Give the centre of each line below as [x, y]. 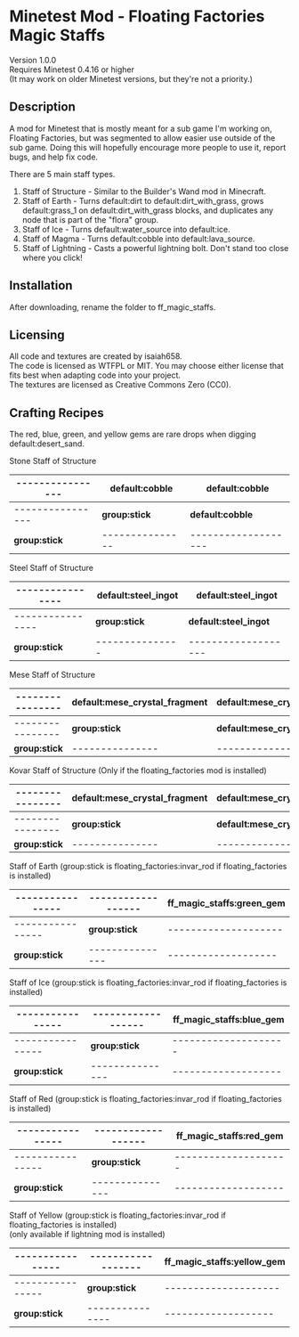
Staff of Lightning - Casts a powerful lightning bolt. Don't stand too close [155, 248]
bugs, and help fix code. [54, 157]
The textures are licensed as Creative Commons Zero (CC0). [120, 385]
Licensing [37, 334]
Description [42, 107]
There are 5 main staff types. [62, 174]
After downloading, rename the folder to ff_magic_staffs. [113, 307]
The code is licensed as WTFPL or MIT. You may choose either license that [147, 366]
